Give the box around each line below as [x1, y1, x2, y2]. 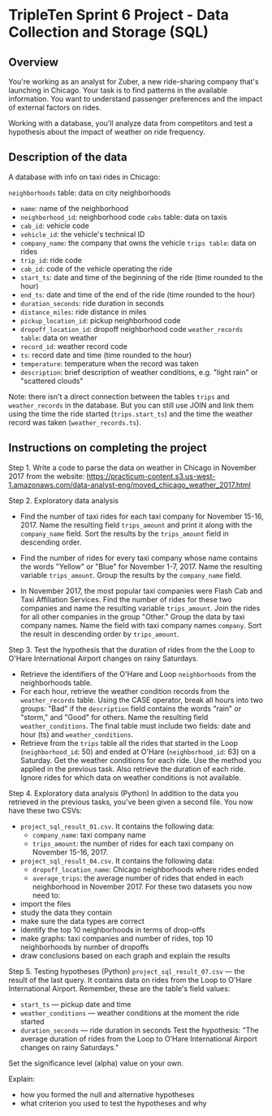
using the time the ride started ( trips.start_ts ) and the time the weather [8, 408, 253, 419]
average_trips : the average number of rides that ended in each [32, 873, 244, 882]
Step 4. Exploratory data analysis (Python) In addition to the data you [8, 788, 240, 798]
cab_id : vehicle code [19, 221, 89, 231]
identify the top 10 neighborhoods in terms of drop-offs [19, 924, 205, 934]
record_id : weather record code [19, 341, 128, 351]
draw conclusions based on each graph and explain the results [19, 950, 231, 960]
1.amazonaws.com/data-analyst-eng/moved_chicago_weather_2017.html [8, 480, 252, 489]
